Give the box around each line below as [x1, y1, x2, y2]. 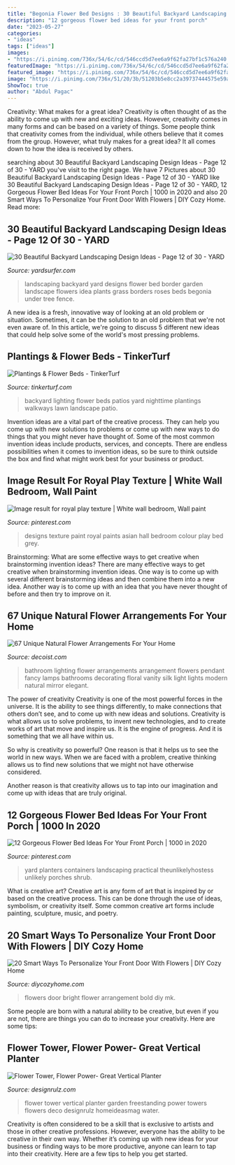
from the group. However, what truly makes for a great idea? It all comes [7, 137, 215, 146]
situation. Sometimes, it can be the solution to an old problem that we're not [7, 316, 225, 324]
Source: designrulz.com [7, 1085, 76, 1094]
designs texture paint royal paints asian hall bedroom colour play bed [24, 531, 224, 539]
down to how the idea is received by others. [7, 145, 134, 153]
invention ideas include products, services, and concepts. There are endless [7, 439, 227, 448]
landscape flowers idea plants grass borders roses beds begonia [24, 287, 212, 295]
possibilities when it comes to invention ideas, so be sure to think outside [7, 447, 218, 456]
